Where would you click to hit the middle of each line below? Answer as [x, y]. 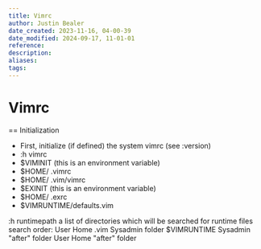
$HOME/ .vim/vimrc [53, 180]
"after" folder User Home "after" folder [72, 238]
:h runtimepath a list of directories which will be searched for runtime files [131, 221]
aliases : [23, 61]
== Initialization [34, 130]
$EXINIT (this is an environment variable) [88, 188]
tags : [17, 68]
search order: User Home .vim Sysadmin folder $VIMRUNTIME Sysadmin [130, 229]
